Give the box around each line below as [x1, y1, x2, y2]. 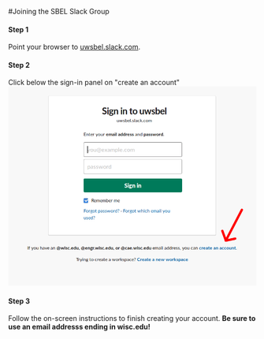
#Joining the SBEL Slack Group [8, 7, 110, 16]
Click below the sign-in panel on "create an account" [8, 78, 180, 88]
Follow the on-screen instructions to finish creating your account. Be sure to [8, 314, 256, 323]
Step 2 [8, 60, 30, 69]
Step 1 [8, 24, 29, 34]
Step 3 [8, 296, 30, 306]
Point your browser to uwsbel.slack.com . [8, 43, 141, 52]
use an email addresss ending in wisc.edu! [8, 322, 151, 332]
